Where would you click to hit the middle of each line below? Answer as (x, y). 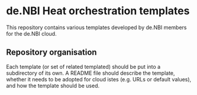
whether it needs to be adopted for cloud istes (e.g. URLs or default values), (99, 79)
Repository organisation (51, 53)
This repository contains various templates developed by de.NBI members (96, 27)
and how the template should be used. (53, 85)
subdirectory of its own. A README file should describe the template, (91, 73)
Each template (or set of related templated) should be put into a (83, 66)
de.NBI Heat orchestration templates (98, 11)
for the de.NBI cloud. (32, 33)
